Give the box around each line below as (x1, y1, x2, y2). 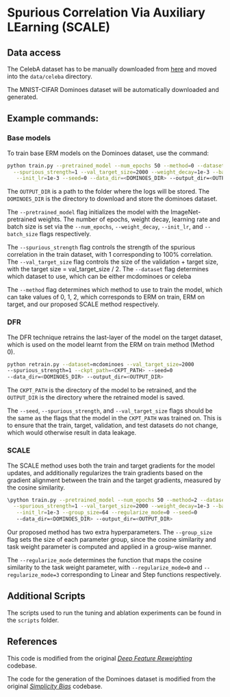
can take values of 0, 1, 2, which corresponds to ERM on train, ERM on (7, 293, 205, 301)
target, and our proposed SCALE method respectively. (7, 300, 159, 308)
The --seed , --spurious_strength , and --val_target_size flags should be (7, 407, 213, 415)
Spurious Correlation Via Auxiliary (7, 5, 205, 21)
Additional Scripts (7, 591, 86, 602)
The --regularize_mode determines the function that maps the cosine (7, 556, 202, 564)
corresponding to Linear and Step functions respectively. (60, 571, 222, 579)
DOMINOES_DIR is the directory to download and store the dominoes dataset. (7, 194, 218, 203)
